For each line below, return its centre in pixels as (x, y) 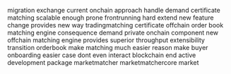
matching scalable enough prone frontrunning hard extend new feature (111, 18)
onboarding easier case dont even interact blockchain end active (102, 55)
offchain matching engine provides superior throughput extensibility (106, 40)
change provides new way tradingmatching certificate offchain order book (115, 25)
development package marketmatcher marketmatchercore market (103, 62)
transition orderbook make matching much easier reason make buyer (108, 48)
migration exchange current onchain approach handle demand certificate (114, 10)
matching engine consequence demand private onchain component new (113, 32)
